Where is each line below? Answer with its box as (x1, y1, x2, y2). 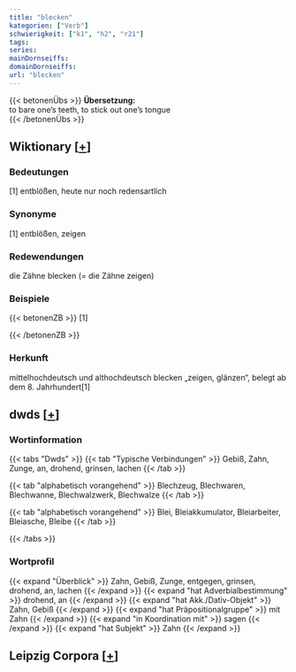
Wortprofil (9, 555, 55, 568)
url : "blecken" (9, 71, 65, 80)
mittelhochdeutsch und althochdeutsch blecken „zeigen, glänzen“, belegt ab (9, 372, 287, 382)
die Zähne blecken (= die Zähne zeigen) (9, 271, 155, 282)
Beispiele (9, 292, 50, 305)
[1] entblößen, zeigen (9, 228, 87, 239)
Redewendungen (9, 250, 84, 262)
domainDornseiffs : (9, 63, 77, 72)
